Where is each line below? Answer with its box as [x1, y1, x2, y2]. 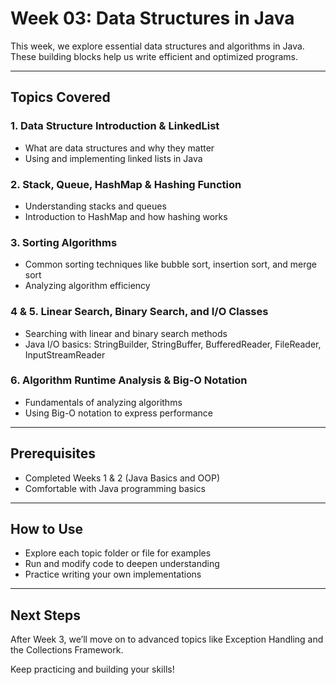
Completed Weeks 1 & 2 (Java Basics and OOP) [24, 472, 220, 484]
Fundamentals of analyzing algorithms [24, 396, 183, 408]
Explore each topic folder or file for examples [24, 547, 212, 559]
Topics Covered [10, 89, 111, 106]
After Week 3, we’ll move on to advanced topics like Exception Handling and [10, 633, 324, 646]
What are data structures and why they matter [24, 142, 215, 154]
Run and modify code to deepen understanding [24, 558, 220, 570]
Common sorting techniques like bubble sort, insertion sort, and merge [24, 258, 317, 271]
